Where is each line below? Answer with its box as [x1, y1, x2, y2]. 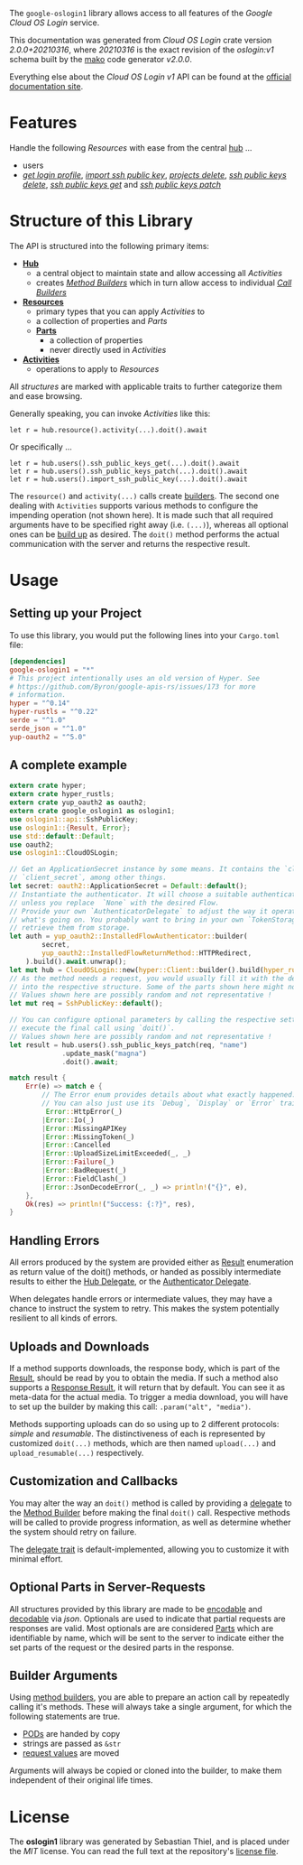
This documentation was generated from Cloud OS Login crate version [9, 35, 272, 45]
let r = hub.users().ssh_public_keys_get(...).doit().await [9, 459, 241, 468]
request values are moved [22, 1748, 120, 1758]
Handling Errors [9, 1232, 100, 1248]
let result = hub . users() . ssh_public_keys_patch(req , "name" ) [9, 1040, 248, 1050]
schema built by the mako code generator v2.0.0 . [9, 54, 192, 64]
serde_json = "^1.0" [9, 724, 87, 733]
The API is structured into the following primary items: [9, 240, 210, 251]
